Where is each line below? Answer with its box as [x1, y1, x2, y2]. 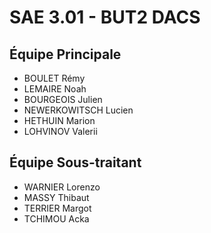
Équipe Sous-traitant [9, 154, 142, 171]
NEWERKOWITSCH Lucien [23, 104, 134, 116]
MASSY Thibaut [23, 191, 90, 203]
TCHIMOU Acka [23, 212, 90, 225]
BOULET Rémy [23, 72, 86, 84]
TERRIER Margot [23, 202, 92, 214]
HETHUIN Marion [23, 115, 96, 126]
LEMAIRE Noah [23, 83, 87, 95]
